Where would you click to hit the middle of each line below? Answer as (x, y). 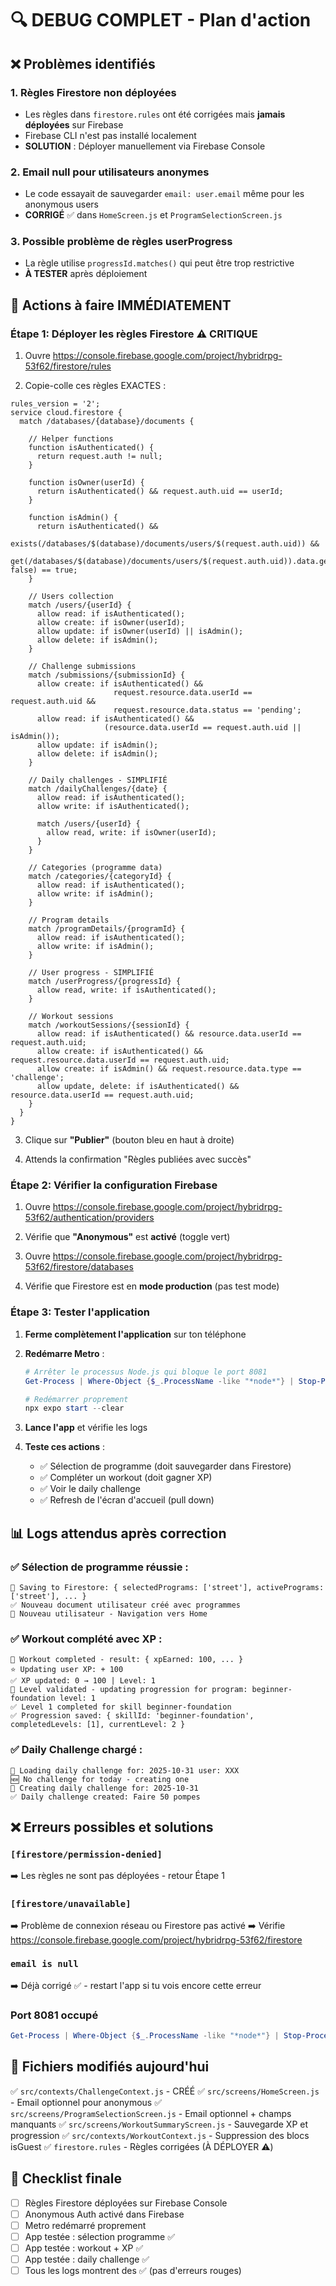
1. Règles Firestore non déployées (93, 92)
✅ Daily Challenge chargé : (76, 1750)
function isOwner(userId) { (86, 483)
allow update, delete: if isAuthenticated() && (138, 1087)
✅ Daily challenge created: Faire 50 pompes (105, 1797)
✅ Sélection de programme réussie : (99, 1567)
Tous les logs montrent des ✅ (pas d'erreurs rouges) (133, 2270)
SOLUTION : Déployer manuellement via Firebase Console (145, 146)
